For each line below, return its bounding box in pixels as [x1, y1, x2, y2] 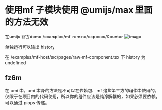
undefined [5, 59, 26, 66]
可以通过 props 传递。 [5, 99, 50, 105]
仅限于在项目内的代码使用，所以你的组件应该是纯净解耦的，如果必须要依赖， [5, 93, 160, 99]
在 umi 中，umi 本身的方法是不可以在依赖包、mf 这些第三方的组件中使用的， [5, 87, 160, 93]
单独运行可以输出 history [5, 44, 55, 50]
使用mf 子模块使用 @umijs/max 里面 [5, 4, 153, 16]
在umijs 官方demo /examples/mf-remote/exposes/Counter [5, 34, 123, 39]
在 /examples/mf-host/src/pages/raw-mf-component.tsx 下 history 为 [5, 54, 146, 60]
